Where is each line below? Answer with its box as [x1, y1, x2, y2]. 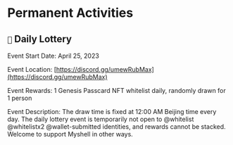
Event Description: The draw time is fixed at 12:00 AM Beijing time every [7, 108, 217, 115]
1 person [7, 94, 32, 102]
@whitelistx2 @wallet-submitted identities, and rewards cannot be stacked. [7, 122, 227, 131]
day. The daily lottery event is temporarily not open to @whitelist [7, 115, 194, 123]
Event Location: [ [7, 65, 56, 73]
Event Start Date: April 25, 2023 [7, 51, 100, 60]
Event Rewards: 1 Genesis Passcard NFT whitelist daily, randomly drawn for [7, 87, 227, 94]
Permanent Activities [7, 5, 134, 21]
